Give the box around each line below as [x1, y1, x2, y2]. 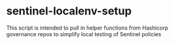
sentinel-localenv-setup [6, 4, 132, 18]
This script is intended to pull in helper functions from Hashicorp [6, 24, 169, 31]
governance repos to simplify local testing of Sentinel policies [6, 30, 162, 37]
